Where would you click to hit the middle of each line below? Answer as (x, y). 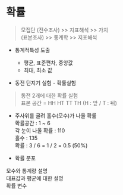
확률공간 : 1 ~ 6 (32, 123)
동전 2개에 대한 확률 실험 (49, 95)
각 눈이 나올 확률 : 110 (40, 130)
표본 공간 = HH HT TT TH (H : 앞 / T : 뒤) (69, 103)
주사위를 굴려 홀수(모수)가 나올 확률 (56, 115)
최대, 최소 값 (38, 70)
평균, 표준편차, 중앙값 (48, 63)
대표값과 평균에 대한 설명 (35, 178)
